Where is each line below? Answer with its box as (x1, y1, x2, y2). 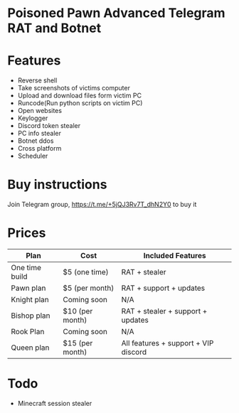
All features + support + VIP (121, 338, 214, 348)
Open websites (17, 107, 63, 115)
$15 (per (63, 338, 93, 348)
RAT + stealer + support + (121, 306, 208, 316)
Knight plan (11, 295, 49, 304)
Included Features (143, 251, 206, 260)
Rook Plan (11, 327, 45, 336)
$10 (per (63, 306, 93, 316)
